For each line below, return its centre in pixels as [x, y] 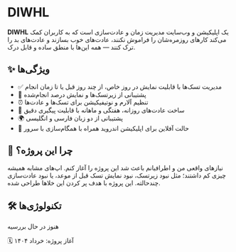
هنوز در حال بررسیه [33, 226]
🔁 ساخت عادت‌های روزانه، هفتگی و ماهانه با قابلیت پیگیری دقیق [101, 110]
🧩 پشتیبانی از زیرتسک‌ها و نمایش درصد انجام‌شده [82, 94]
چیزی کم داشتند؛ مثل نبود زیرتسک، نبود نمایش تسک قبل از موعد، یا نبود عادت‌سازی [117, 175]
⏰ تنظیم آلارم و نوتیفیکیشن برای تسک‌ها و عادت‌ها [83, 102]
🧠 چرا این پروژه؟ [40, 151]
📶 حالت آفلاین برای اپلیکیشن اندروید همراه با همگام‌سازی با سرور [103, 128]
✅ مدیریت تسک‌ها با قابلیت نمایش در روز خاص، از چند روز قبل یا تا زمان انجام [120, 87]
